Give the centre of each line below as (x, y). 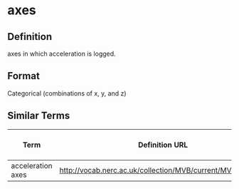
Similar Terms (39, 116)
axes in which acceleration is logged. (62, 53)
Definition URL (163, 145)
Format (24, 76)
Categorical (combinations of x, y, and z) (67, 93)
